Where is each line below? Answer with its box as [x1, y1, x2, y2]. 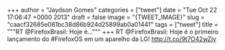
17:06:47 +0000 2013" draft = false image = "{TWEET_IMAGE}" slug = [7, 13, 205, 21]
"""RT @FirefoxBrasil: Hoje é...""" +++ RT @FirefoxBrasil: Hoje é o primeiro [7, 27, 219, 36]
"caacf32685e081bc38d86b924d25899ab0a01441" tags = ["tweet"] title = [7, 21, 219, 28]
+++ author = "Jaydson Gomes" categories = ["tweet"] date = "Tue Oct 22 [7, 6, 217, 14]
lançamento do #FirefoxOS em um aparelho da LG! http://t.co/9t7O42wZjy [7, 35, 217, 43]
